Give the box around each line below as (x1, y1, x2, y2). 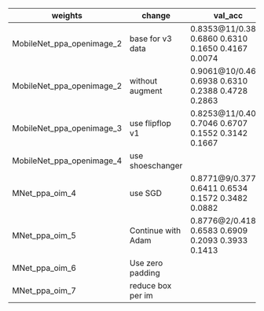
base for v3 (129, 33, 173, 44)
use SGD (129, 188, 163, 198)
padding (129, 268, 160, 278)
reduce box (129, 280, 172, 291)
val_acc (213, 10, 244, 20)
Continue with (129, 225, 181, 235)
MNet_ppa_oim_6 (12, 263, 77, 273)
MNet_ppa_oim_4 (12, 188, 77, 198)
